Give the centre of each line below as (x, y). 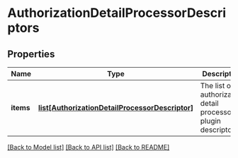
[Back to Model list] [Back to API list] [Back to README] (89, 147)
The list (212, 86)
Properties (31, 54)
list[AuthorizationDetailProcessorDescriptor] (115, 108)
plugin (211, 121)
